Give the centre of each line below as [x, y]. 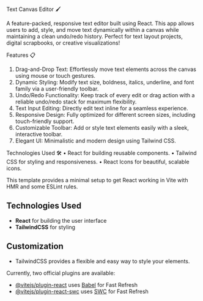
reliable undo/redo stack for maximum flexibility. [76, 102]
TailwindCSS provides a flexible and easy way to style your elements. [102, 261]
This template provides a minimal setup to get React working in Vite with [97, 180]
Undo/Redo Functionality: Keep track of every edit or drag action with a [105, 95]
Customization [35, 246]
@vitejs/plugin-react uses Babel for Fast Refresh [76, 284]
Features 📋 [21, 55]
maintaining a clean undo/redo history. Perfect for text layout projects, [95, 36]
